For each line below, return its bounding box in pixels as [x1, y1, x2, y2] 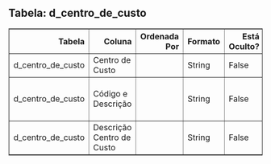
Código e [93, 88, 128, 99]
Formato [187, 35, 220, 47]
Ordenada [140, 31, 180, 42]
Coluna [103, 35, 132, 47]
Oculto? [228, 40, 260, 51]
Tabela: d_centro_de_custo [8, 6, 147, 20]
